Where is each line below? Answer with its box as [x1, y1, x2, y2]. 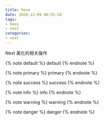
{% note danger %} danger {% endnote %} [5, 109, 95, 115]
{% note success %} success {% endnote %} [5, 79, 100, 86]
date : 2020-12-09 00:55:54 [5, 12, 62, 17]
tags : [5, 17, 17, 22]
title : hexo [5, 7, 30, 13]
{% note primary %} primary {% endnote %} [5, 70, 97, 76]
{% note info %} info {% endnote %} [5, 89, 81, 95]
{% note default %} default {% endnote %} [5, 60, 94, 66]
